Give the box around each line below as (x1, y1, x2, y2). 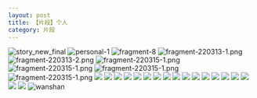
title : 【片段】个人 (8, 19, 68, 26)
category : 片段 (8, 26, 56, 33)
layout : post (8, 11, 51, 19)
